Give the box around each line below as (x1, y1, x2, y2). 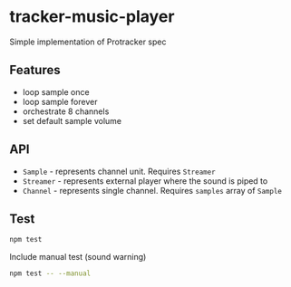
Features (9, 62, 61, 78)
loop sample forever (22, 96, 98, 107)
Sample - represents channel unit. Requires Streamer (22, 166, 216, 177)
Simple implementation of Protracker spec (9, 36, 167, 47)
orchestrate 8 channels (22, 106, 110, 117)
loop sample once (22, 86, 90, 97)
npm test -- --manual (9, 269, 92, 278)
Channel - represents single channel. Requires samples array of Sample (22, 185, 283, 196)
